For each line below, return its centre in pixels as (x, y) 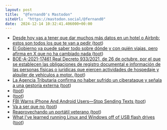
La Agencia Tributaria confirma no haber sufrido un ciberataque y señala (87, 80)
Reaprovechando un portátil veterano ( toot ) (57, 112)
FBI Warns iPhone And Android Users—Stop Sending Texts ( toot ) (79, 101)
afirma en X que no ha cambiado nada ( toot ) (58, 54)
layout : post (19, 10)
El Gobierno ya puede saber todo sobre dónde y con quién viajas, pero (85, 48)
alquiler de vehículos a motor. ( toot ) (49, 75)
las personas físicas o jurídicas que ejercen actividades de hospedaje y (86, 70)
